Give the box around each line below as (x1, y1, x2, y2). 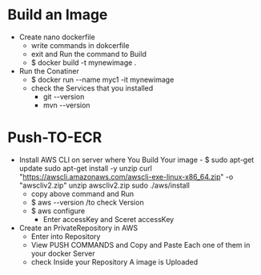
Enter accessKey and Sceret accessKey (42, 214, 175, 224)
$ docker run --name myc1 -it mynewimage (30, 75, 175, 84)
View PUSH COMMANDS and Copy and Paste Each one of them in (30, 240, 251, 249)
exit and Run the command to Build (30, 49, 147, 59)
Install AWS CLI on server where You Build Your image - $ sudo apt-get (18, 155, 255, 164)
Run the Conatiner (18, 66, 79, 75)
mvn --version (42, 100, 90, 110)
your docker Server (30, 249, 95, 258)
